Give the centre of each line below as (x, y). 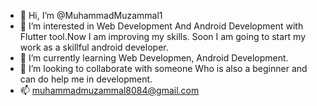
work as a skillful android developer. (94, 47)
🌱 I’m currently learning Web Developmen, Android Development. (154, 58)
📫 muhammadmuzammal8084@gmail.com (109, 90)
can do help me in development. (86, 79)
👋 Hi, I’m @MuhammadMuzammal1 (91, 15)
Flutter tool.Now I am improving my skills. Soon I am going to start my (163, 36)
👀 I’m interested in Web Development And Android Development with (161, 26)
